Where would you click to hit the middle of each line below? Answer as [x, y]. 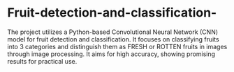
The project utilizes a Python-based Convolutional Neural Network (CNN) [113, 32]
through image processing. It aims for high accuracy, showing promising [111, 54]
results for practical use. [42, 61]
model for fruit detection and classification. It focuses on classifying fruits [113, 39]
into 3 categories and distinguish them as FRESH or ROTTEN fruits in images [117, 46]
